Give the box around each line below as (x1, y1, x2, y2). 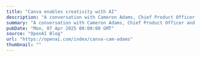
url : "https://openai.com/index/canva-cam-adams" (6, 36, 134, 42)
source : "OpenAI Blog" (6, 31, 63, 37)
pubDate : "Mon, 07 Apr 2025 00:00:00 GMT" (6, 25, 114, 31)
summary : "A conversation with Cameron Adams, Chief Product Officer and (6, 20, 196, 26)
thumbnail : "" (6, 42, 42, 48)
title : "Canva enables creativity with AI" (6, 8, 117, 15)
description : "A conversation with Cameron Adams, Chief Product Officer (6, 14, 196, 20)
